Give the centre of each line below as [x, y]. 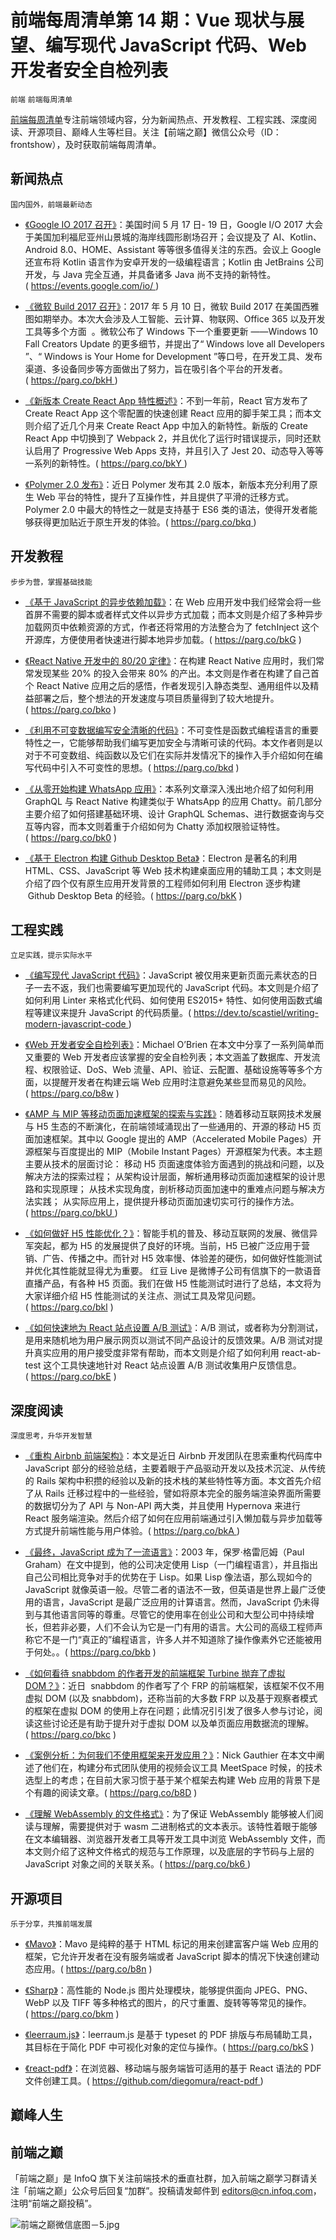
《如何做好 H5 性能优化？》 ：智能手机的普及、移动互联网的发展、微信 [167, 1233]
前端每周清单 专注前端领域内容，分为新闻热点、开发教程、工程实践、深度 [159, 119]
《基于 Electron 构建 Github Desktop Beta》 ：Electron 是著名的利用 [161, 858]
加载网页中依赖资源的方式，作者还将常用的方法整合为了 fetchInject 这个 [172, 627]
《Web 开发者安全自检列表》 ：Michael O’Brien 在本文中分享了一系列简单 [170, 1045]
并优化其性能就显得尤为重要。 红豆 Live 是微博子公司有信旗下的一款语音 [173, 1271]
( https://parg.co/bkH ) [71, 380]
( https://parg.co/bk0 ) [71, 837]
